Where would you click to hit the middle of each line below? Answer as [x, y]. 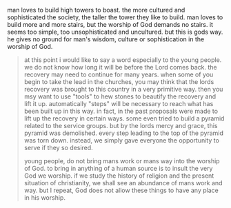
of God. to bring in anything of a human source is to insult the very [118, 168]
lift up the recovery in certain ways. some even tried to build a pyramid [124, 118]
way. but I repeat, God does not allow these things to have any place [121, 190]
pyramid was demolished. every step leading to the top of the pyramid [124, 133]
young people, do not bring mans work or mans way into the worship [122, 161]
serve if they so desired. [58, 148]
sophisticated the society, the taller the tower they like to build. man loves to [115, 17]
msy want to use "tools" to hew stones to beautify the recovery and [120, 96]
